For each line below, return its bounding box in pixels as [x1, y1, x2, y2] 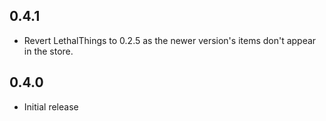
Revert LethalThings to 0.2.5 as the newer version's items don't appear [23, 34, 317, 46]
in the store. [23, 45, 74, 57]
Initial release [23, 100, 79, 113]
